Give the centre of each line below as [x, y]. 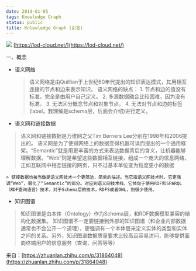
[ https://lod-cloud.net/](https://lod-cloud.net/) [69, 45]
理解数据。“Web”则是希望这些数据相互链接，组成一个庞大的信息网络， [105, 158]
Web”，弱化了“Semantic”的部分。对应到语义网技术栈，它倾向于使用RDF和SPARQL [98, 184]
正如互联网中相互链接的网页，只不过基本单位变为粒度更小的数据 [97, 165]
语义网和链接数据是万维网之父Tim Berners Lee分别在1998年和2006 [101, 136]
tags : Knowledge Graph [34, 17]
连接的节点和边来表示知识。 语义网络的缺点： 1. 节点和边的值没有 [107, 89]
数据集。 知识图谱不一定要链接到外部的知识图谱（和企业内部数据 [108, 221]
